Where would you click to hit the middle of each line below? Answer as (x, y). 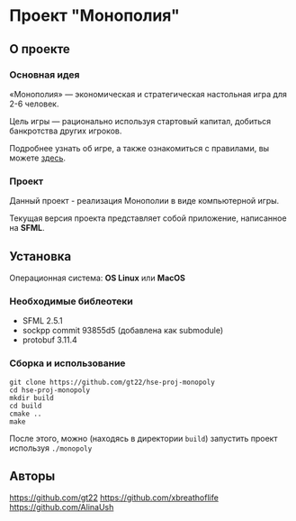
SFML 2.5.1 (42, 321)
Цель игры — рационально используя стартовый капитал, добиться (140, 121)
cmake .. (26, 414)
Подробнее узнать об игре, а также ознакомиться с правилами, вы (139, 148)
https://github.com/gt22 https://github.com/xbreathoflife (114, 498)
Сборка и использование (67, 363)
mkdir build (31, 398)
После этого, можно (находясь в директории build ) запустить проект (144, 438)
